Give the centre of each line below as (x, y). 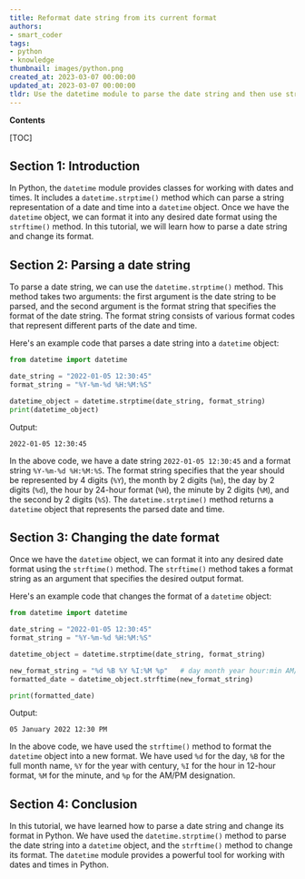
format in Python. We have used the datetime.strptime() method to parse (148, 836)
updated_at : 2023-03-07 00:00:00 (73, 86)
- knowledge (32, 60)
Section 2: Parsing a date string (100, 265)
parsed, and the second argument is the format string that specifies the (143, 307)
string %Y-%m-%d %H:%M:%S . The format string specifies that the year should (147, 470)
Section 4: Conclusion (74, 804)
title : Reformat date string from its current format (113, 18)
